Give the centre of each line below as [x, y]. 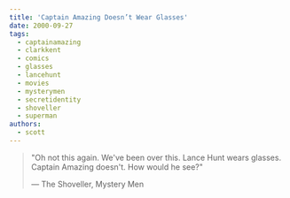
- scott [31, 133]
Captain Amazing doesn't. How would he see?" [117, 167]
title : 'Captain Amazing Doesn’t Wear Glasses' [99, 17]
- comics [33, 58]
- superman [37, 116]
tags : [19, 34]
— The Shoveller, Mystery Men [87, 184]
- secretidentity [49, 99]
